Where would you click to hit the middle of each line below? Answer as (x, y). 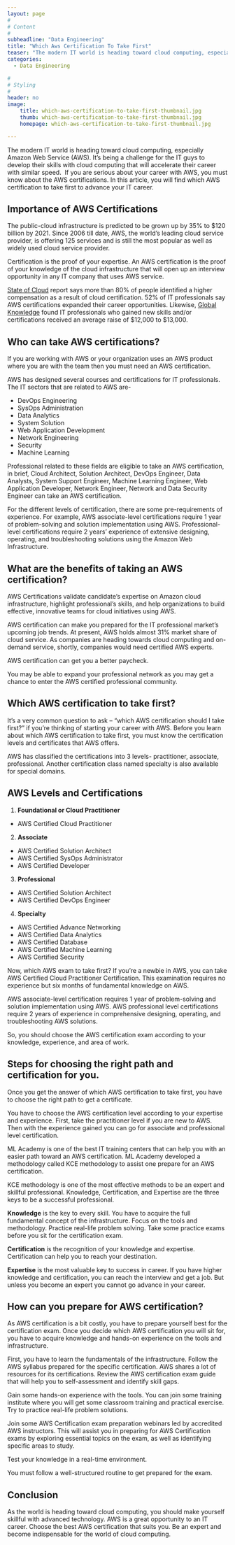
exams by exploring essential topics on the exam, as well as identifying (109, 1439)
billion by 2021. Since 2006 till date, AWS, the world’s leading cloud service (115, 233)
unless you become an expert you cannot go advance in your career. (106, 1285)
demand (19, 647)
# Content (22, 27)
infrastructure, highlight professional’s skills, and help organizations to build (116, 604)
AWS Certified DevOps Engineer (64, 900)
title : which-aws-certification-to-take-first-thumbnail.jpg (111, 111)
